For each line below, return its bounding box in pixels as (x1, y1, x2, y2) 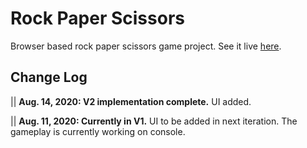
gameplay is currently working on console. (10, 125, 186, 137)
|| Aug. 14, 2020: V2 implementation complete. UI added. (10, 95, 252, 107)
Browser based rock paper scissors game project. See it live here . (10, 40, 282, 52)
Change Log (10, 69, 88, 86)
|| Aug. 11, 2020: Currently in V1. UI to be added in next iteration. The (10, 115, 298, 127)
